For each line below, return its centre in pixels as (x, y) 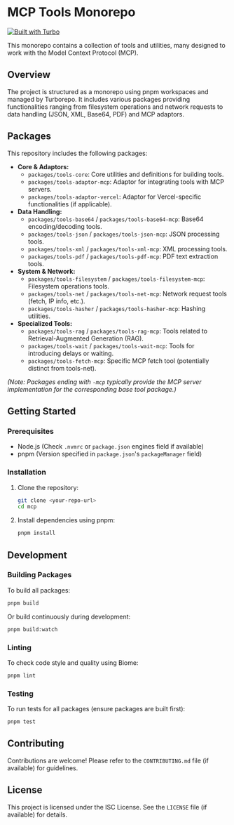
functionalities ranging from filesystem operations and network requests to (115, 107)
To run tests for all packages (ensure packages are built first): (96, 709)
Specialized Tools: (44, 323)
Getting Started (42, 411)
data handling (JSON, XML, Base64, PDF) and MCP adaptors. (96, 114)
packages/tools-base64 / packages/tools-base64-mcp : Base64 (116, 219)
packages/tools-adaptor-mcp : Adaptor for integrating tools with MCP (126, 181)
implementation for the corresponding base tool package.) (92, 389)
